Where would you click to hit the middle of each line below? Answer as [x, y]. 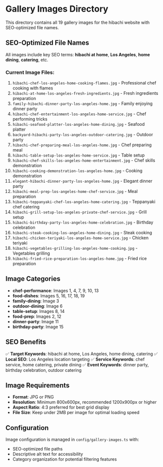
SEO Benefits [26, 342]
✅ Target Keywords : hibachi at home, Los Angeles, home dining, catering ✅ [82, 354]
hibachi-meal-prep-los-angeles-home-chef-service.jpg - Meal [75, 191]
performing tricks [30, 119]
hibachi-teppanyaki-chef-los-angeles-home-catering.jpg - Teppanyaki [84, 202]
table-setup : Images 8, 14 [39, 311]
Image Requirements [38, 386]
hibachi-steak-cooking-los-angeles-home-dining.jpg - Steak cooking [82, 233]
